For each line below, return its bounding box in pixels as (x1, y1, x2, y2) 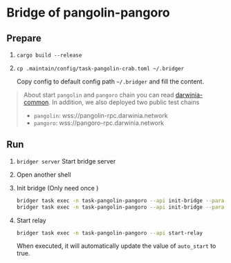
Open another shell (16, 171, 71, 179)
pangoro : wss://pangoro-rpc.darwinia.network (33, 119, 165, 127)
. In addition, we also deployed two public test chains (48, 98, 200, 106)
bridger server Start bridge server (16, 157, 116, 165)
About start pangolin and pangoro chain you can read (23, 91, 174, 99)
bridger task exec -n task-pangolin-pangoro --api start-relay (16, 229, 203, 236)
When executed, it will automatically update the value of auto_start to (16, 242, 216, 250)
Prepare (6, 32, 42, 44)
